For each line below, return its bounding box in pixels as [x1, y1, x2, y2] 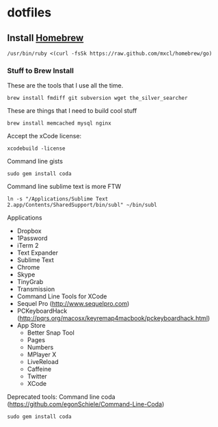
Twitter [27, 372, 48, 380]
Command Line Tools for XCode [16, 292, 107, 300]
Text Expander [16, 248, 58, 257]
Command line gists [7, 157, 64, 166]
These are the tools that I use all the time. [7, 81, 124, 90]
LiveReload [27, 358, 59, 366]
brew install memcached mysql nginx [7, 120, 111, 127]
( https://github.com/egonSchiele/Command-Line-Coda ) [7, 400, 165, 409]
